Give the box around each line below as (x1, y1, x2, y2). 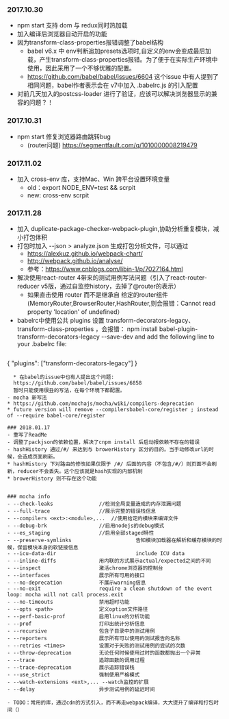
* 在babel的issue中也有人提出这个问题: (13, 374, 115, 381)
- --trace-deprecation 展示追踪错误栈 (7, 664, 135, 671)
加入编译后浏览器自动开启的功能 (16, 29, 107, 38)
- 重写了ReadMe (7, 432, 47, 439)
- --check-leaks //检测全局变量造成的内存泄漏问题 (7, 500, 182, 508)
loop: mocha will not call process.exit (7, 592, 124, 598)
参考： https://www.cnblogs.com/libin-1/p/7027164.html (27, 265, 183, 273)
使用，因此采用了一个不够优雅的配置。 (27, 64, 135, 73)
